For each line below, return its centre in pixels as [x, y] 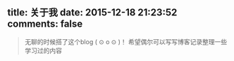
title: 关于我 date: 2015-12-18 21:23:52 [92, 13]
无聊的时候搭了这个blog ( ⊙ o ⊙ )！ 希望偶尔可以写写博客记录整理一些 [126, 41]
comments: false [45, 24]
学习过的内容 [43, 50]
